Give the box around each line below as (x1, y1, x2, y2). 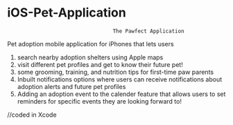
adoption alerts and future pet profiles (17, 82, 126, 90)
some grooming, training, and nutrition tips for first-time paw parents (17, 68, 214, 76)
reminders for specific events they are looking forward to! (17, 97, 182, 105)
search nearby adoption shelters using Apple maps (17, 53, 164, 61)
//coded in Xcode (7, 110, 57, 119)
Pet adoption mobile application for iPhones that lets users (7, 39, 175, 48)
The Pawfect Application (112, 28, 185, 35)
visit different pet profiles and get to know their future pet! (17, 60, 184, 68)
